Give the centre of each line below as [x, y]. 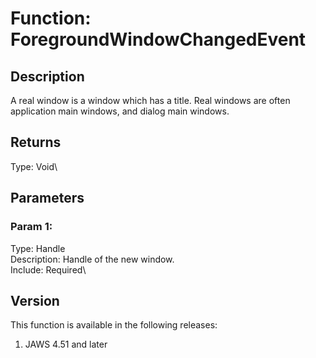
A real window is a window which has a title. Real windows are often [150, 100]
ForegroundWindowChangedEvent [158, 39]
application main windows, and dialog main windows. [120, 111]
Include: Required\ [48, 269]
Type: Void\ [34, 166]
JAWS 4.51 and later [66, 344]
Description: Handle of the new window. [92, 259]
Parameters [47, 198]
